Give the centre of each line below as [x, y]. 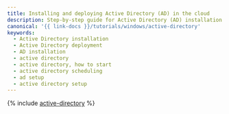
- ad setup [29, 77]
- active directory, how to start [62, 65]
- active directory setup [50, 84]
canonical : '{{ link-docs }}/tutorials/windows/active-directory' [104, 26]
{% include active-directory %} [51, 103]
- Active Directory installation [61, 39]
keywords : [21, 33]
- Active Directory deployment [58, 45]
